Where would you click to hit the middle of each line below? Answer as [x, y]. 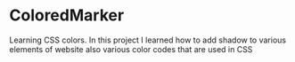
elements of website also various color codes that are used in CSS [131, 49]
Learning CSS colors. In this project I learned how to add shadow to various [148, 40]
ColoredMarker [67, 15]
